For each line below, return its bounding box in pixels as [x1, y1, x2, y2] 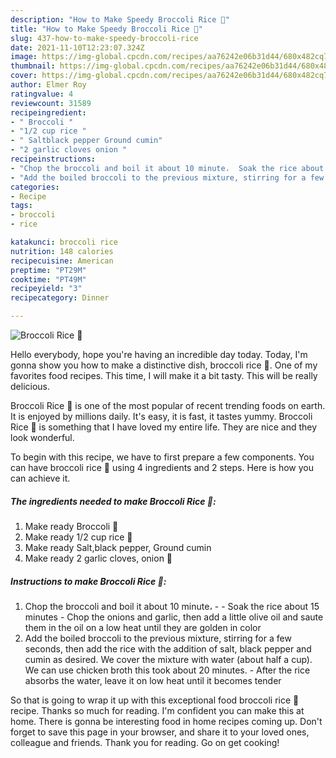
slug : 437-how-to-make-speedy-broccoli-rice [10, 33, 199, 43]
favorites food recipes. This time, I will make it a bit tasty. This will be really [10, 370, 318, 381]
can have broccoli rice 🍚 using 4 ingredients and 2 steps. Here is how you [10, 462, 314, 473]
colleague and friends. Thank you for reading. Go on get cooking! [10, 736, 280, 748]
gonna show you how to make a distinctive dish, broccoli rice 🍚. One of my [10, 359, 318, 371]
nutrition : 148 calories [10, 246, 114, 256]
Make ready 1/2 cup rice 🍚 [24, 531, 133, 543]
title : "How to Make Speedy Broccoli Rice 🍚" [10, 24, 203, 34]
